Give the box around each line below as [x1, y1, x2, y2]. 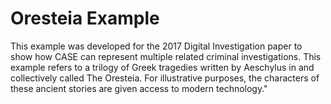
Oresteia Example [10, 7, 160, 30]
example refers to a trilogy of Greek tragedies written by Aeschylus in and [10, 61, 315, 73]
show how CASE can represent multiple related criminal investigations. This [10, 50, 322, 62]
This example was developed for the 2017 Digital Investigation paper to [10, 40, 303, 52]
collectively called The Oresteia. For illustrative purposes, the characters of [10, 72, 320, 84]
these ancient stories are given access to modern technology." [10, 82, 268, 94]
